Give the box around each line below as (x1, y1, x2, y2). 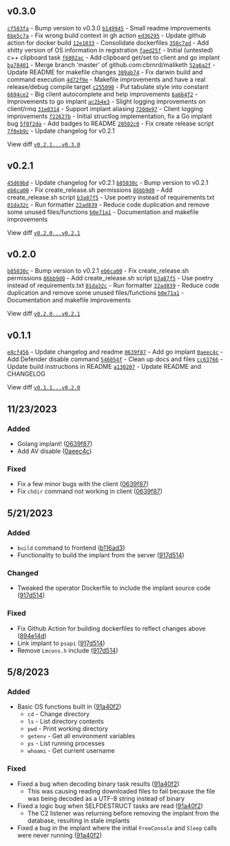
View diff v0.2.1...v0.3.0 (7, 140, 81, 148)
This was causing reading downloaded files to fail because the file (27, 787, 216, 795)
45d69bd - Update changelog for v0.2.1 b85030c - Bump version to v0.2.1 (7, 178, 209, 186)
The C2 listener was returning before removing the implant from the (27, 809, 220, 817)
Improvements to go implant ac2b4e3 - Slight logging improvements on (7, 97, 206, 106)
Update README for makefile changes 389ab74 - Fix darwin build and (7, 68, 203, 76)
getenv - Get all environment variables (27, 732, 136, 740)
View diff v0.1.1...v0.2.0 (7, 383, 81, 392)
